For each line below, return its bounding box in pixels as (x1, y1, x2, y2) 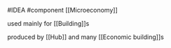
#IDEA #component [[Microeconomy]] (7, 6, 118, 14)
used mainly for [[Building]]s (7, 19, 90, 27)
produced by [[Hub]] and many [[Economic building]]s (7, 33, 165, 41)
